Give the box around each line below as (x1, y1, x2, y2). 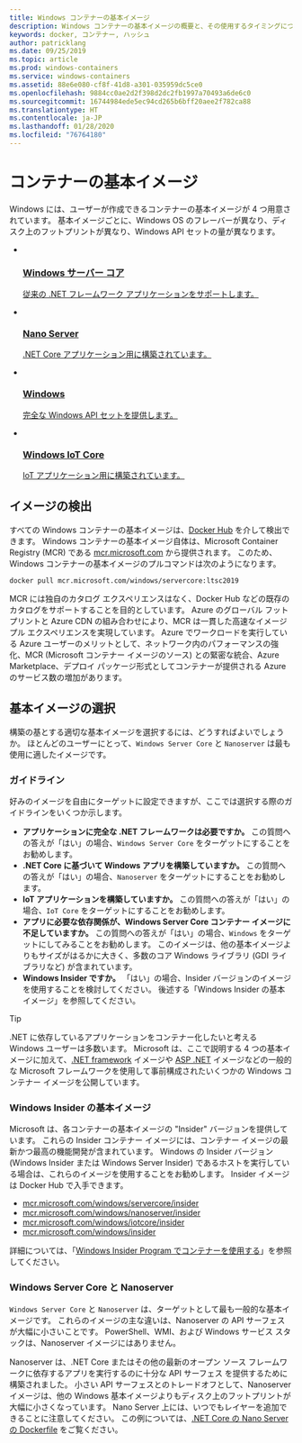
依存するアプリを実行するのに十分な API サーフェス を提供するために (32, 1367, 289, 1378)
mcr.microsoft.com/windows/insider (22, 1227, 156, 1238)
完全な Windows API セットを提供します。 (22, 409, 178, 420)
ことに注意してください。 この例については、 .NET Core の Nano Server (24, 1412, 289, 1423)
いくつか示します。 (56, 807, 128, 818)
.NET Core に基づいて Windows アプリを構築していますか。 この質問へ (22, 859, 286, 870)
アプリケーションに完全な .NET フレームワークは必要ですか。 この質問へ (22, 826, 291, 837)
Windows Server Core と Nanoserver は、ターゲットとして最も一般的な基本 (9, 1303, 283, 1314)
